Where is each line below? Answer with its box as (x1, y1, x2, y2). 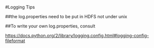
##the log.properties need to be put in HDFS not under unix (5, 14, 128, 19)
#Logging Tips (5, 4, 35, 10)
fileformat (5, 38, 25, 44)
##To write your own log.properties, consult (5, 23, 96, 29)
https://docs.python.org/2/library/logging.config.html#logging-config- (5, 33, 149, 38)
